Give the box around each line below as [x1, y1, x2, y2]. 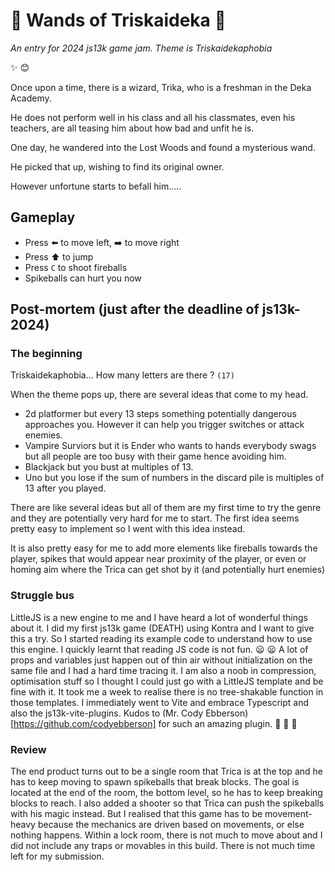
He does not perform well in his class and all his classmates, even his [10, 111, 296, 123]
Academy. [10, 92, 52, 104]
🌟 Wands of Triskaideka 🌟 [10, 9, 227, 32]
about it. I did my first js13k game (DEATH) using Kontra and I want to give [10, 622, 315, 634]
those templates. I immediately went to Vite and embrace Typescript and [10, 696, 310, 708]
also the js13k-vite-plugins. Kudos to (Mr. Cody [10, 707, 204, 719]
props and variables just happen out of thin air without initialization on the [10, 654, 313, 666]
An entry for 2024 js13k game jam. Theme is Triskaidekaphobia [10, 42, 273, 54]
